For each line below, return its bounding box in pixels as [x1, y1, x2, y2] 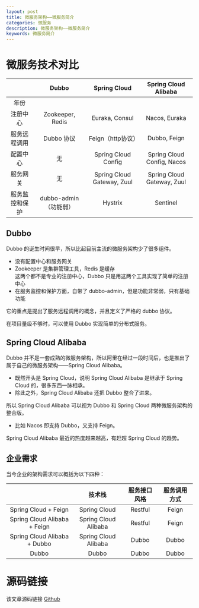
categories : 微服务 [6, 20, 52, 26]
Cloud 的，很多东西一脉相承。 [14, 382, 88, 389]
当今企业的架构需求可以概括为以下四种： [6, 470, 105, 477]
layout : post [6, 8, 38, 15]
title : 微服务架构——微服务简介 [6, 14, 75, 20]
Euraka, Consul [91, 114, 134, 122]
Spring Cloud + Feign [9, 505, 69, 514]
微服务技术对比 [6, 58, 79, 72]
